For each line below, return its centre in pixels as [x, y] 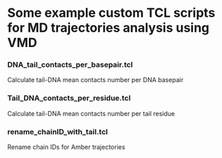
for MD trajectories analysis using [109, 28]
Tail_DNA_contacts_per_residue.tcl [69, 98]
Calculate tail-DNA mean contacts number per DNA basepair [95, 80]
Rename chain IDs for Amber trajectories [66, 147]
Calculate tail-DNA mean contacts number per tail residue [91, 113]
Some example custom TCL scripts [111, 13]
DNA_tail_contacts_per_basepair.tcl [70, 65]
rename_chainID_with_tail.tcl [57, 131]
